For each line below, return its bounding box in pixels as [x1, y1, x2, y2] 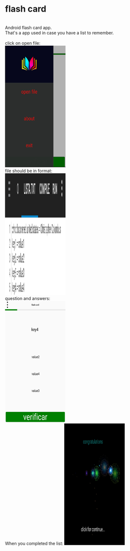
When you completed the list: [5, 540, 64, 546]
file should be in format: [5, 168, 52, 174]
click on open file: [5, 40, 41, 46]
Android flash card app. [5, 24, 52, 30]
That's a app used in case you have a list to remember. [5, 30, 114, 36]
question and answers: [5, 295, 51, 301]
